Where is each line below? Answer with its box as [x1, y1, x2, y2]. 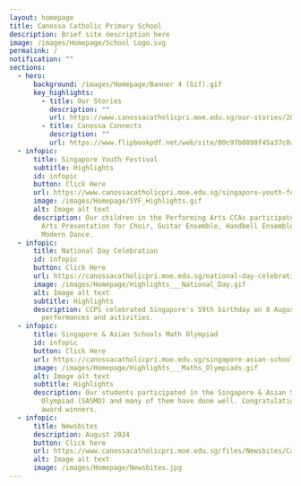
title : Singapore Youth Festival [32, 154, 159, 164]
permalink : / [9, 47, 58, 56]
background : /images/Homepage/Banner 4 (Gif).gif [32, 80, 222, 89]
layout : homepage [9, 13, 74, 22]
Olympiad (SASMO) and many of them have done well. [41, 396, 239, 406]
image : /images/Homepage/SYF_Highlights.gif [32, 196, 202, 206]
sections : [9, 64, 47, 73]
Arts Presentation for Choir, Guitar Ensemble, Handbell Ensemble [41, 221, 295, 230]
